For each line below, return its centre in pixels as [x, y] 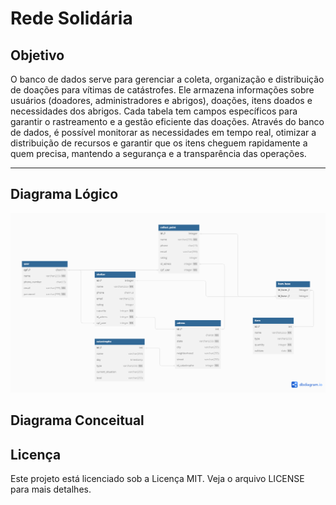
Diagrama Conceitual [77, 420]
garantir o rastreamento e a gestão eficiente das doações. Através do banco [167, 121]
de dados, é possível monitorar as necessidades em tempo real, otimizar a [163, 132]
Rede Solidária [71, 18]
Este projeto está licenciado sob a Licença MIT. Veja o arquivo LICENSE [157, 478]
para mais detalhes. [51, 489]
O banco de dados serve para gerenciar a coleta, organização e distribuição [167, 79]
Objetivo [37, 55]
